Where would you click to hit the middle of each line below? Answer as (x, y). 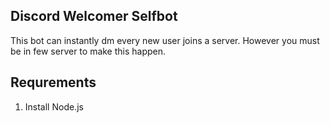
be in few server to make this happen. (88, 51)
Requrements (53, 82)
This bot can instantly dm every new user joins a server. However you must (165, 40)
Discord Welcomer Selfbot (94, 16)
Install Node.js (54, 106)
